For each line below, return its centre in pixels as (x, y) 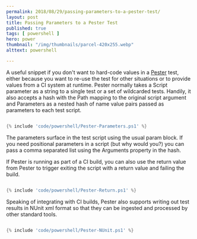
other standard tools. (32, 214)
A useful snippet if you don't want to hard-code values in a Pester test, (93, 72)
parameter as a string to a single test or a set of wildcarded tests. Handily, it (99, 91)
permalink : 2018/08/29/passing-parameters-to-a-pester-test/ (83, 12)
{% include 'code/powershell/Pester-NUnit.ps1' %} (70, 230)
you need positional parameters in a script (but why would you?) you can (95, 144)
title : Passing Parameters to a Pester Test (62, 23)
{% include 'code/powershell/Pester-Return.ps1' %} (71, 190)
